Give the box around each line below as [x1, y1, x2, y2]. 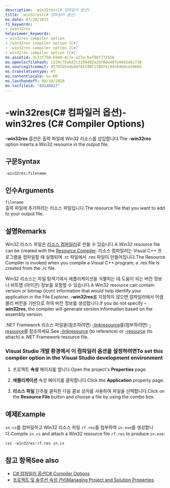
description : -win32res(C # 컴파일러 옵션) [5, 7, 90, 13]
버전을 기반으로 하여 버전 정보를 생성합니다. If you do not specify [14, 300, 143, 306]
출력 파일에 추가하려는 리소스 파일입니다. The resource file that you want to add [5, 205, 165, 211]
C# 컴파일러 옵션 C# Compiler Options [12, 470, 90, 476]
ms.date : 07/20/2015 [5, 17, 49, 22]
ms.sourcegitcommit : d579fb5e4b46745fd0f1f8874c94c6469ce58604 [5, 64, 142, 69]
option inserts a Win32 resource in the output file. [5, 141, 109, 147]
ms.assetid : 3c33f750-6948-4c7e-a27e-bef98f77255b [5, 55, 115, 60]
